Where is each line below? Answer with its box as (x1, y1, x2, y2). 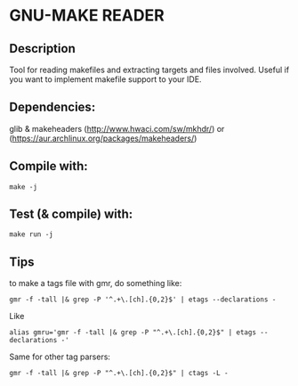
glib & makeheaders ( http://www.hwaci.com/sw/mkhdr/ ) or (9, 123, 225, 134)
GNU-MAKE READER (9, 5, 165, 26)
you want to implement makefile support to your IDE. (9, 74, 202, 85)
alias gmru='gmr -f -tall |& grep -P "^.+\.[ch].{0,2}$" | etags (9, 328, 256, 337)
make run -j (9, 230, 53, 239)
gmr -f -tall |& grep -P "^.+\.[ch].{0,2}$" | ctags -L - (9, 369, 229, 378)
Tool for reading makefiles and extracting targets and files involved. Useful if (9, 64, 290, 75)
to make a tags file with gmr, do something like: (9, 278, 182, 289)
